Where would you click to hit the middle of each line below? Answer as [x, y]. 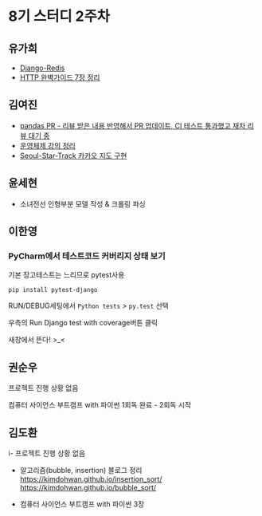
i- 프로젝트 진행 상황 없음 [47, 453]
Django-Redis [42, 68]
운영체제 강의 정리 [47, 145]
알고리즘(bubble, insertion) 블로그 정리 [81, 470]
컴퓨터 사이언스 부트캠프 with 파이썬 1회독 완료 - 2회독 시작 [100, 405]
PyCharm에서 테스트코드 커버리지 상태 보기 [87, 256]
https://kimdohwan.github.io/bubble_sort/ [88, 487]
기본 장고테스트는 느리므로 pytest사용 [66, 275]
